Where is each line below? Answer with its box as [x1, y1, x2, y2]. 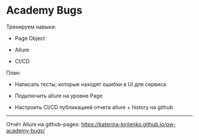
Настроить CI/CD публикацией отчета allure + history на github [14, 103, 174, 110]
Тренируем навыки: [6, 23, 56, 30]
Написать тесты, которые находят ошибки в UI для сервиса [14, 81, 166, 88]
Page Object [14, 34, 46, 42]
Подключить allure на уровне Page [14, 92, 103, 99]
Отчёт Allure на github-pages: [6, 120, 80, 128]
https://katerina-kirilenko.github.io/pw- [81, 120, 176, 128]
